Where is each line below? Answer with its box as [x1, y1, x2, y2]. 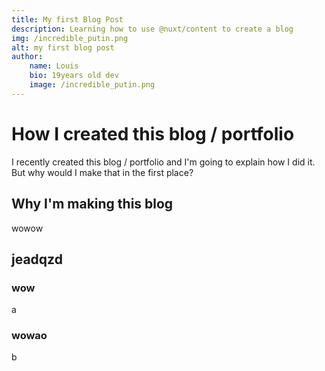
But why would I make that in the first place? [11, 166, 194, 178]
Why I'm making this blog [11, 196, 174, 213]
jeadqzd [11, 251, 63, 268]
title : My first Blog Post [11, 14, 124, 25]
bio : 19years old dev [29, 71, 119, 81]
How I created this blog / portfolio [11, 122, 295, 145]
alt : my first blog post [11, 42, 115, 53]
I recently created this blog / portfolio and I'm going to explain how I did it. [11, 156, 316, 168]
